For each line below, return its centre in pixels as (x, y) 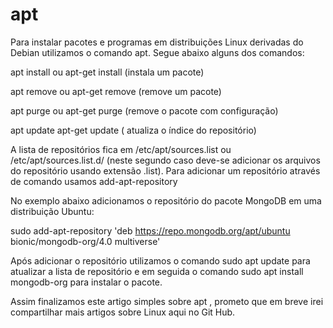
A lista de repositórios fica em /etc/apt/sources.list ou (121, 149)
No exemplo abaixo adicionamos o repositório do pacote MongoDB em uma (166, 200)
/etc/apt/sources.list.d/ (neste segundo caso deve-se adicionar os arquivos (165, 160)
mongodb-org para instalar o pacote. (86, 282)
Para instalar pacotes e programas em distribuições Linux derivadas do (157, 42)
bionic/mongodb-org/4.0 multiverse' (85, 241)
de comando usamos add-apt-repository (94, 181)
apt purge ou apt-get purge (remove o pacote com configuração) (144, 110)
